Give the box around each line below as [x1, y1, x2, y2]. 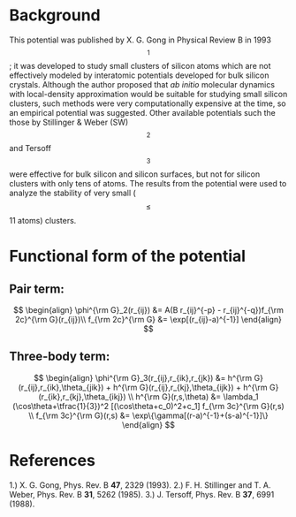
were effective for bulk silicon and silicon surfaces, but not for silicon [9, 169, 261, 179]
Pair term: [9, 281, 65, 296]
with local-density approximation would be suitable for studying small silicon [9, 88, 288, 99]
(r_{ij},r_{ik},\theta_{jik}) [18, 382, 104, 392]
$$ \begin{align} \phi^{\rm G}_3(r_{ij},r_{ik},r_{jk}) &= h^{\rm [34, 372, 253, 383]
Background [9, 5, 101, 26]
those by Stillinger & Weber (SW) [9, 117, 129, 127]
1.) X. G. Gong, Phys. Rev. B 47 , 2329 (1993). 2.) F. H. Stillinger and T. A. [9, 479, 271, 490]
